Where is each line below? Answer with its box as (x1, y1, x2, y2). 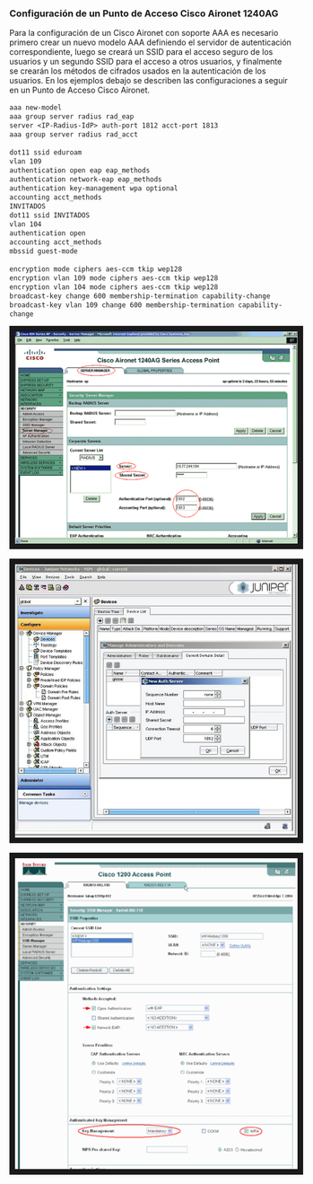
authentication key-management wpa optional (9, 184, 178, 193)
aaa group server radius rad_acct (9, 130, 139, 139)
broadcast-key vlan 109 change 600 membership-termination (9, 301, 235, 310)
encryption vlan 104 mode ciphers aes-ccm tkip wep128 (9, 283, 219, 292)
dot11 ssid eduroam (9, 148, 83, 157)
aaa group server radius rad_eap (9, 112, 135, 121)
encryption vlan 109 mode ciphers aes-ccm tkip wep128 (9, 274, 219, 283)
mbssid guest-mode (9, 247, 78, 256)
